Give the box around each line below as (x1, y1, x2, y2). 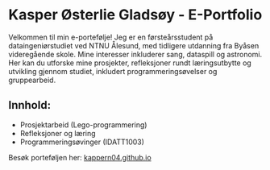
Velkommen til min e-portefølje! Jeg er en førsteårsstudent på (8, 32, 214, 42)
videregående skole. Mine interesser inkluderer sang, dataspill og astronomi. (8, 49, 263, 59)
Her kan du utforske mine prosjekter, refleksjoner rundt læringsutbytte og (8, 58, 251, 68)
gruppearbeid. (8, 75, 56, 85)
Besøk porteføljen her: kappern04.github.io (8, 152, 152, 162)
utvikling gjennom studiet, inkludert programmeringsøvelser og (8, 66, 218, 76)
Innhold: (8, 98, 51, 112)
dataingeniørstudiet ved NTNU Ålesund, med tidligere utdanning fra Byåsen (8, 40, 260, 50)
